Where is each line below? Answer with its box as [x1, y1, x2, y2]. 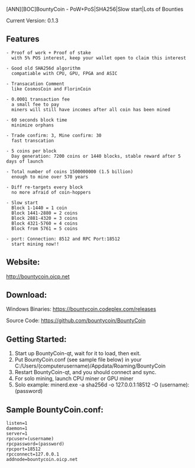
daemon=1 [6, 425, 28, 431]
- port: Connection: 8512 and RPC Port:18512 [6, 236, 120, 242]
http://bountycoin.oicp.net [6, 272, 70, 280]
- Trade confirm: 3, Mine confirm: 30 [6, 132, 102, 138]
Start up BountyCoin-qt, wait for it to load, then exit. [14, 350, 141, 357]
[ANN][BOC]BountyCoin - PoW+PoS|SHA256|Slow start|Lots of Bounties [6, 6, 184, 12]
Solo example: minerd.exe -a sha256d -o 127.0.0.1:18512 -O [14, 381, 158, 388]
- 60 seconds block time [6, 117, 67, 123]
